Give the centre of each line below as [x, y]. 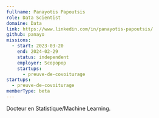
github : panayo [25, 35]
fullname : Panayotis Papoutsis [46, 12]
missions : [19, 40]
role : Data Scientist [34, 18]
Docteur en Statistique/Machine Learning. [59, 108]
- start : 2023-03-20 [38, 46]
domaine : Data [24, 23]
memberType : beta [28, 91]
